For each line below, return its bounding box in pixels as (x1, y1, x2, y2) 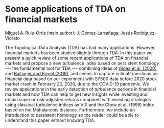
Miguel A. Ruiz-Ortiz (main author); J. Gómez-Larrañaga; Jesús (5, 30, 133, 36)
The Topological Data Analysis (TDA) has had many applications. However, (5, 44, 156, 50)
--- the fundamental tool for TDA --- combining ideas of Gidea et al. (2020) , (5, 65, 158, 71)
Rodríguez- (134, 30, 157, 36)
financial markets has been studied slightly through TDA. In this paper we (5, 50, 153, 56)
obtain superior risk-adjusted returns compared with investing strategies (5, 96, 151, 102)
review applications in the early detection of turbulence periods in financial (5, 86, 156, 92)
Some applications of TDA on (5, 3, 126, 15)
